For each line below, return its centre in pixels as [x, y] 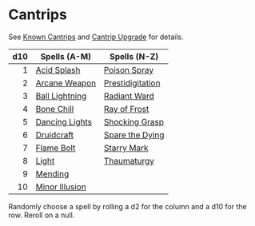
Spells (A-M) [66, 56]
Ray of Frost [126, 109]
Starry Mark [126, 148]
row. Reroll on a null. [42, 215]
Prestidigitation [132, 83]
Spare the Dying [134, 135]
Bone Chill [55, 109]
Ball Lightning [61, 96]
